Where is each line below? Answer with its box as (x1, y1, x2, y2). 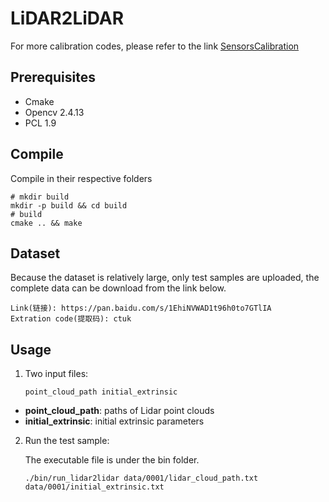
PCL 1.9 (24, 117, 57, 129)
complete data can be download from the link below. (10, 282, 227, 294)
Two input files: (24, 368, 89, 380)
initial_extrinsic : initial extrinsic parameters (24, 415, 205, 427)
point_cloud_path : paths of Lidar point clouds (24, 405, 215, 417)
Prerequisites (10, 69, 96, 86)
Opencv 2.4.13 (24, 106, 85, 118)
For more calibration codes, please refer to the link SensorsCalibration (10, 40, 300, 52)
